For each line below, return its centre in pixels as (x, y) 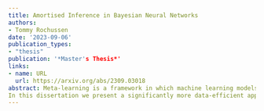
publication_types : (40, 45)
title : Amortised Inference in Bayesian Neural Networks (103, 15)
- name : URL (27, 73)
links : (19, 66)
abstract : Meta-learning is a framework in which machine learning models (133, 88)
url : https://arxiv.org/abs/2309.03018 (81, 81)
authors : (22, 23)
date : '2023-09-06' (40, 37)
